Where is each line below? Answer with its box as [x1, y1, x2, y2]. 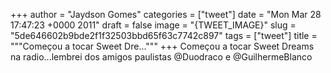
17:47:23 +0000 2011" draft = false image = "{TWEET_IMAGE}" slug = [10, 19, 297, 31]
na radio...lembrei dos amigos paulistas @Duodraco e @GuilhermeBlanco [10, 51, 313, 63]
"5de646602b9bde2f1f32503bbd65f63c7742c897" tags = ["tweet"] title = [10, 30, 318, 41]
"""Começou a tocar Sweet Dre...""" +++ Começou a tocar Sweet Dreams [10, 40, 315, 52]
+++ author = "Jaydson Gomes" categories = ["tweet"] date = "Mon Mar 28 [10, 9, 322, 20]
